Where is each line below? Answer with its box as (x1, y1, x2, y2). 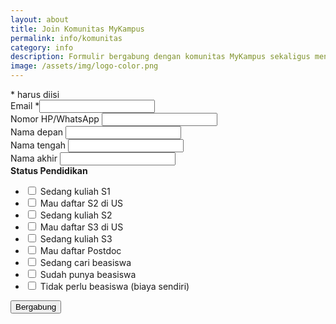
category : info (10, 42, 74, 53)
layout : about (10, 14, 70, 25)
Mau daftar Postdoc (39, 245, 122, 256)
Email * (10, 100, 40, 111)
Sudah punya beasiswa (39, 269, 137, 280)
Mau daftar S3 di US (39, 221, 124, 233)
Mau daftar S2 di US (39, 197, 124, 209)
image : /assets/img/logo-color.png (10, 61, 159, 71)
